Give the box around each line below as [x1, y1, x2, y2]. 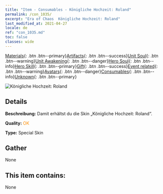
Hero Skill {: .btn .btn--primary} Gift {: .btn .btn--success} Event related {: [14, 63, 158, 69]
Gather [5, 144, 27, 152]
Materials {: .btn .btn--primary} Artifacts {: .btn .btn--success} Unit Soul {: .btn [5, 53, 159, 59]
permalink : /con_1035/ [5, 12, 52, 17]
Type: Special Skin [5, 129, 43, 135]
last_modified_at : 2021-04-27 [5, 21, 68, 26]
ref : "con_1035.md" [5, 30, 45, 35]
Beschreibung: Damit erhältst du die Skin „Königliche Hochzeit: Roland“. [5, 110, 153, 116]
